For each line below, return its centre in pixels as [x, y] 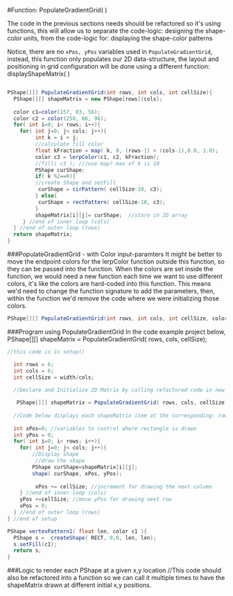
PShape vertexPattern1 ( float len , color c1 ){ [77, 531]
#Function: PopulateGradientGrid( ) [57, 10]
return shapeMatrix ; [43, 235]
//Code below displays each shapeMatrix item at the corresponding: [114, 416]
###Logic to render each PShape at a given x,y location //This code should [114, 570]
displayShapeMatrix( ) [39, 74]
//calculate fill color [69, 144]
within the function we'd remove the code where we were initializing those [113, 298]
